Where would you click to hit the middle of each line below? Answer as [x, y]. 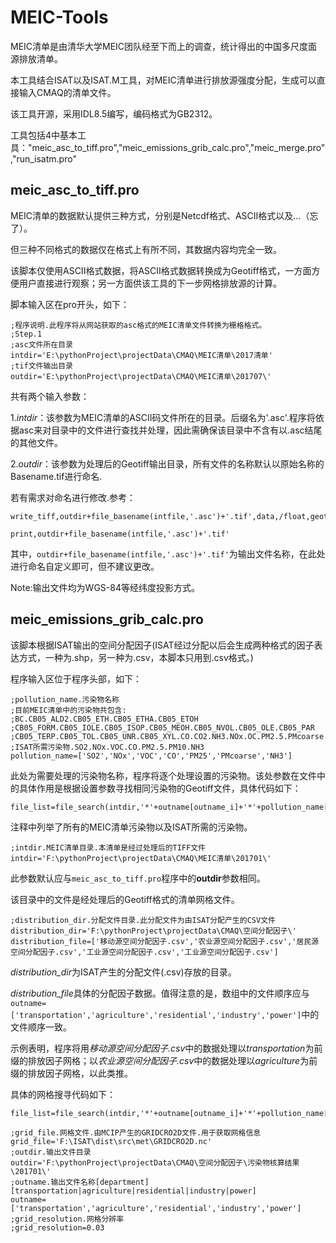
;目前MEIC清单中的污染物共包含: [68, 710]
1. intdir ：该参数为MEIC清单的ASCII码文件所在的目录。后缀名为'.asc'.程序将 [163, 417]
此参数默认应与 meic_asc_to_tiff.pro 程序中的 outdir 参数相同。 [138, 878]
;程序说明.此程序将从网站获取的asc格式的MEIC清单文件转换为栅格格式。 [138, 325]
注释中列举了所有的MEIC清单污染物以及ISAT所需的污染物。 [131, 827]
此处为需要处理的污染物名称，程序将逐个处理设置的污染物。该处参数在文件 [163, 775]
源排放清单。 [36, 58]
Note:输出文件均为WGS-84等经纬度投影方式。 [105, 587]
